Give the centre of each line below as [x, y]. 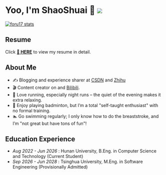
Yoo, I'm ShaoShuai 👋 [50, 10]
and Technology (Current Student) [48, 156]
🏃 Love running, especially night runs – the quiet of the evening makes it [86, 94]
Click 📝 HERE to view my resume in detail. [48, 51]
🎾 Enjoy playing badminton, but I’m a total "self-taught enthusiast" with [85, 105]
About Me [21, 68]
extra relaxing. [27, 100]
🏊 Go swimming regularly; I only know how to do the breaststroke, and [85, 116]
